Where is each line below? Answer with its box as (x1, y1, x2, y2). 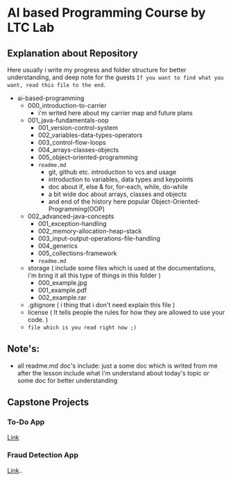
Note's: (7, 343, 40, 355)
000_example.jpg (37, 279, 87, 286)
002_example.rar (37, 293, 87, 302)
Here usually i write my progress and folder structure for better (7, 66, 187, 74)
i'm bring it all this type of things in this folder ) (27, 271, 161, 279)
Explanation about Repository (7, 47, 139, 59)
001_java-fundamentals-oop (27, 116, 109, 124)
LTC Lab (7, 19, 55, 35)
